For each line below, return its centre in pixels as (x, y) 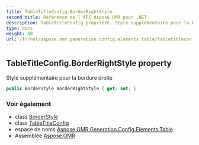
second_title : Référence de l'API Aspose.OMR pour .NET (76, 17)
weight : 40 (20, 34)
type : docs (20, 28)
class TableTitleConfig (42, 123)
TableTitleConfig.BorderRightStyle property (89, 63)
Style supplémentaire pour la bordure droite (59, 77)
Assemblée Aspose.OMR (45, 135)
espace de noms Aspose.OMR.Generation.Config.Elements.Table (94, 129)
